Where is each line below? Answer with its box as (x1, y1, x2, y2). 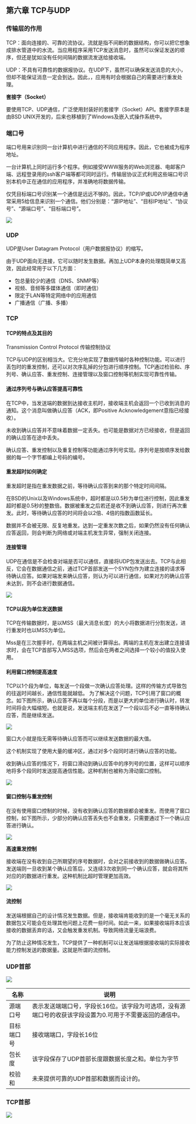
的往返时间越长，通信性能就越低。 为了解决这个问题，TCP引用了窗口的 (6, 690, 176, 697)
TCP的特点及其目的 (6, 329, 52, 336)
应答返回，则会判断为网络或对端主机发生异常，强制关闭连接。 (6, 529, 155, 536)
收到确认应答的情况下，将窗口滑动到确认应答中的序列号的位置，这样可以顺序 (6, 760, 190, 767)
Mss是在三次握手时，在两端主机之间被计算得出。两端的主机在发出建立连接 (6, 639, 185, 646)
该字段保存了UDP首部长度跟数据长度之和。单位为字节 (32, 1055, 179, 1063)
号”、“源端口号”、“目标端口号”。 (6, 205, 84, 212)
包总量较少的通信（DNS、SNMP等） (14, 277, 102, 284)
